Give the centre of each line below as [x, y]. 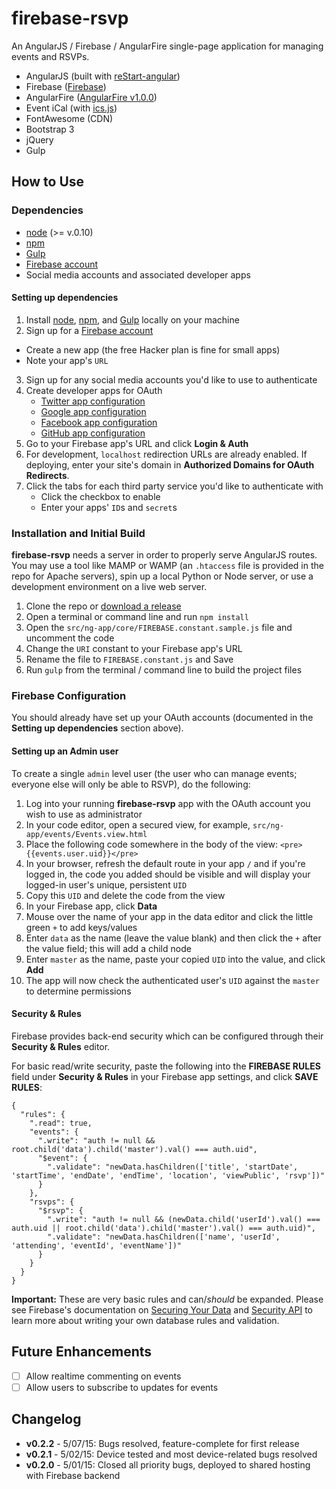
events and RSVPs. [50, 56]
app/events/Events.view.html [86, 834]
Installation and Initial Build [78, 533]
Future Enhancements [82, 1352]
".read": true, [61, 1123]
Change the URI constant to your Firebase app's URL [134, 649]
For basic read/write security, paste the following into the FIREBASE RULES [166, 1066]
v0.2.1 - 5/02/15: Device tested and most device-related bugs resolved [171, 1454]
